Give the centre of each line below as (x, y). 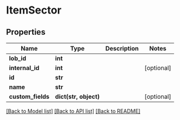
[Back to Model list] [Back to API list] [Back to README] (73, 111)
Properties (26, 32)
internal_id (24, 68)
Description (122, 49)
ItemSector (34, 10)
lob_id (18, 58)
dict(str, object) (77, 96)
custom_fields (29, 96)
